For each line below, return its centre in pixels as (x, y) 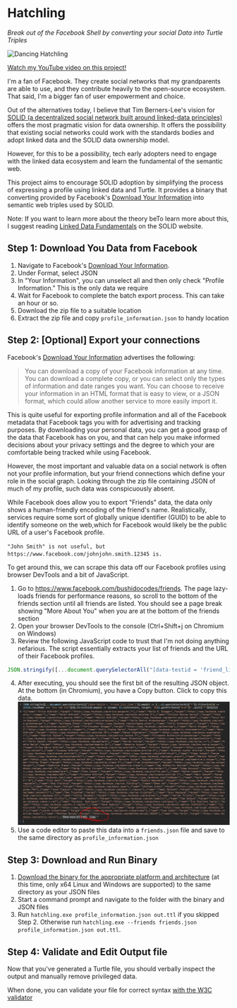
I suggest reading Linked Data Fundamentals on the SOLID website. (105, 226)
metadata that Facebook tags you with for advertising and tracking (104, 422)
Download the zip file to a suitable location (79, 310)
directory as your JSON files (59, 892)
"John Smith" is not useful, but (56, 546)
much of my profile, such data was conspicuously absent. (91, 488)
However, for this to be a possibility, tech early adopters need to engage (112, 153)
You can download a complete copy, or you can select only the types (125, 378)
